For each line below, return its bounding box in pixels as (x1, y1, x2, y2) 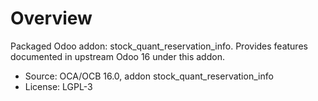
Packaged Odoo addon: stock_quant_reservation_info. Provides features (10, 40, 308, 52)
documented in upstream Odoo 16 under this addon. (10, 50, 225, 62)
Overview (10, 7, 93, 30)
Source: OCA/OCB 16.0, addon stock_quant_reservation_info (24, 70, 274, 82)
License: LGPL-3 (24, 80, 93, 92)
